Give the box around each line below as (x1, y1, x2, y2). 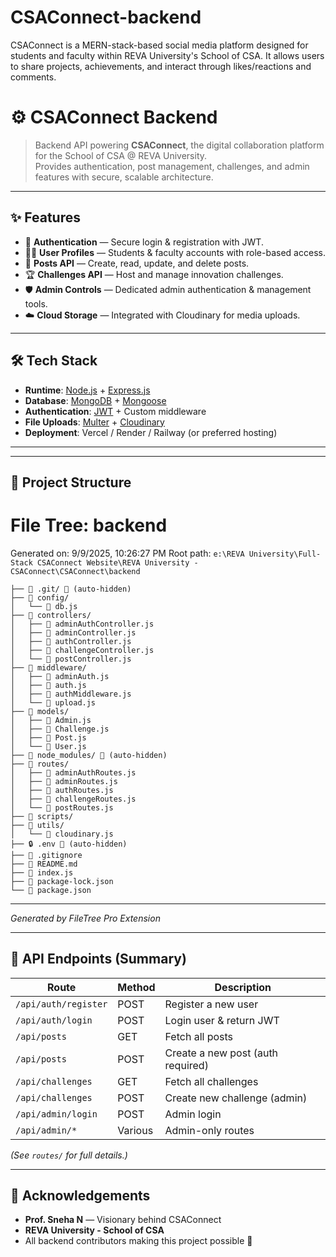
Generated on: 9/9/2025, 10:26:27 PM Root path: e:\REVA (10, 547, 245, 559)
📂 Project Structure (10, 474, 132, 491)
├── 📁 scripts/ (10, 811, 74, 821)
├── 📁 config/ (10, 592, 70, 603)
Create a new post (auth (164, 1046, 279, 1060)
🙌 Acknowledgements (10, 1187, 151, 1205)
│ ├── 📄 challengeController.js (10, 645, 155, 655)
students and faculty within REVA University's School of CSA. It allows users (10, 49, 325, 61)
